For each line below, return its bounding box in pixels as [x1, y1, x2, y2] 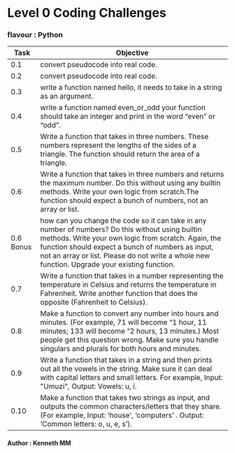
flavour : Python [7, 30, 63, 40]
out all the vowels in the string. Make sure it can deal [40, 364, 212, 374]
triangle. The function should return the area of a [40, 149, 200, 159]
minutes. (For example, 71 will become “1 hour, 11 [40, 318, 208, 327]
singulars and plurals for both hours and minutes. [40, 344, 201, 353]
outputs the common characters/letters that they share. [40, 402, 222, 412]
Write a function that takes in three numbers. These [40, 132, 209, 142]
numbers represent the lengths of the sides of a [40, 140, 197, 150]
